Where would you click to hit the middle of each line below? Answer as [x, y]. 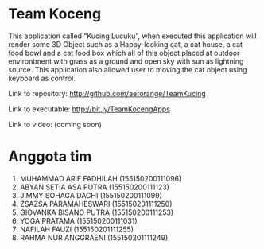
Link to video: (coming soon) [55, 124]
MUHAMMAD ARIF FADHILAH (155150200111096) [101, 178]
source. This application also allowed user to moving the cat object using [128, 69]
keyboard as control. [42, 78]
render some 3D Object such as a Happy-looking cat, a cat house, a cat [126, 44]
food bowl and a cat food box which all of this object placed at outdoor [124, 53]
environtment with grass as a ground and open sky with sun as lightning [126, 61]
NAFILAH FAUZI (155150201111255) [76, 229]
